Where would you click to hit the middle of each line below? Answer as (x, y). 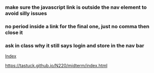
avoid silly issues (26, 13)
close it (14, 32)
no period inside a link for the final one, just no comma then (77, 26)
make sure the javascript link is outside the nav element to (76, 7)
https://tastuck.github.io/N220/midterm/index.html (56, 66)
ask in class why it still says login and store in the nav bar (75, 45)
